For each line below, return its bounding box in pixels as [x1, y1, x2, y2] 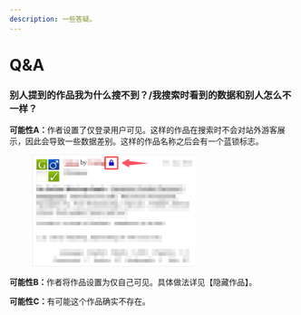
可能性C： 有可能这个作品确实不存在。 [9, 295, 151, 307]
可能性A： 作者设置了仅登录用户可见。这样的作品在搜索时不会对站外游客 [9, 125, 278, 136]
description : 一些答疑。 [9, 14, 97, 24]
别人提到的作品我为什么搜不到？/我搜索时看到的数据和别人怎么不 [9, 89, 292, 101]
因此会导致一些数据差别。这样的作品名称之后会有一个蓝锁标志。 [24, 136, 264, 147]
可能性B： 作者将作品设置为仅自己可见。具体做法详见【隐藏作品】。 [9, 276, 257, 287]
